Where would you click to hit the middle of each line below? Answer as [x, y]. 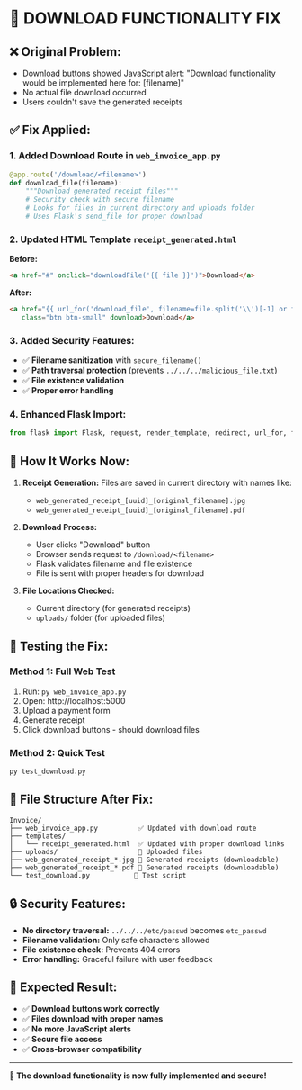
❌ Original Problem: [65, 52]
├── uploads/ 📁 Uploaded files [106, 851]
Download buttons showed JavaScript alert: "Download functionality [149, 73]
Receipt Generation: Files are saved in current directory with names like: [157, 483]
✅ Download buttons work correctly [91, 1009]
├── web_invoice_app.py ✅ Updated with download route [133, 828]
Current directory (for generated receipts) [113, 608]
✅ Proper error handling [68, 391]
